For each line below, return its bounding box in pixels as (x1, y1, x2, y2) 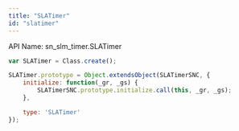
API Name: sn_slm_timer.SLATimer (8, 41, 122, 51)
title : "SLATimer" (8, 11, 70, 20)
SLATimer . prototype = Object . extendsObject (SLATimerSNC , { (8, 72, 211, 80)
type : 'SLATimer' (23, 108, 81, 117)
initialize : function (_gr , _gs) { (23, 79, 138, 87)
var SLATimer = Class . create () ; (8, 57, 117, 65)
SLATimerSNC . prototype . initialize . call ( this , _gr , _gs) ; (37, 86, 232, 95)
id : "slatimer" (8, 19, 60, 27)
